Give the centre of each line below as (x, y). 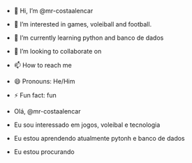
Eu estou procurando (44, 152)
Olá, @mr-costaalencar (47, 111)
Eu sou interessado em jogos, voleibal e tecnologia (87, 125)
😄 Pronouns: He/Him (44, 81)
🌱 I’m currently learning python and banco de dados (89, 38)
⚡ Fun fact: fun (35, 95)
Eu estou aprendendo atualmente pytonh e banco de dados (99, 138)
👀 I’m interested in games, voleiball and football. (83, 24)
